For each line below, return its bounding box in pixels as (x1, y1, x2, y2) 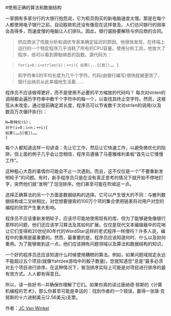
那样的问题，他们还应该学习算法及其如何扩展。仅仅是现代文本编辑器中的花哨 (5, 222, 166, 228)
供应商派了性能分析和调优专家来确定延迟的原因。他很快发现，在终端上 (17, 39, 165, 45)
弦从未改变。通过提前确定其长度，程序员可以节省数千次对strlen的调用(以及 (5, 102, 162, 108)
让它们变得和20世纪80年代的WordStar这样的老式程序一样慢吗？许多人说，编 (5, 228, 165, 234)
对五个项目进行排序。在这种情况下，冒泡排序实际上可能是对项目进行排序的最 (5, 265, 166, 270)
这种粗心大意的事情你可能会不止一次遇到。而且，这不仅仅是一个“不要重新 (5, 168, 159, 174)
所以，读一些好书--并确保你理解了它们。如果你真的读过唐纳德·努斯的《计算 (5, 282, 162, 287)
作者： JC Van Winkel (5, 305, 49, 311)
